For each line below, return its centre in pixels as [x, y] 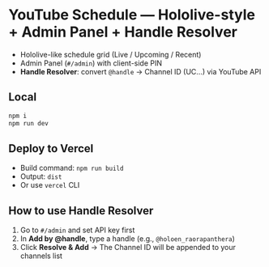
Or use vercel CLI [50, 185]
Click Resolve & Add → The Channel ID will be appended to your [128, 248]
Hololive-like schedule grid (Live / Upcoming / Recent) [111, 54]
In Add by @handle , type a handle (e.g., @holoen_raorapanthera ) [127, 239]
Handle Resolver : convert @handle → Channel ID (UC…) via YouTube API [141, 71]
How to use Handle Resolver [81, 211]
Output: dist [41, 176]
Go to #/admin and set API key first [77, 230]
